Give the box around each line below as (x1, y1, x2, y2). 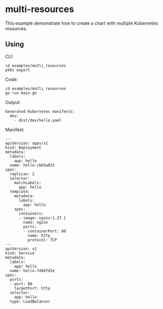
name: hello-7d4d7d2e (10, 268, 55, 273)
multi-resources (5, 4, 74, 15)
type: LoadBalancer (10, 299, 51, 304)
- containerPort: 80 (23, 229, 66, 234)
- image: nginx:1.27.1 (18, 215, 66, 221)
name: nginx (23, 220, 49, 225)
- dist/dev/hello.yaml (14, 118, 62, 123)
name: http (27, 233, 51, 238)
